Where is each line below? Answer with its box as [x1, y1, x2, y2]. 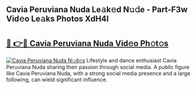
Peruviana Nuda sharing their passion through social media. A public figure [6, 64, 190, 70]
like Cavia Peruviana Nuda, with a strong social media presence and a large [6, 70, 191, 77]
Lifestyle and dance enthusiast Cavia [86, 57, 177, 64]
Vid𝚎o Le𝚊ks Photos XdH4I [6, 14, 109, 24]
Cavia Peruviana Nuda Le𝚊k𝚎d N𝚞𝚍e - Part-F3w [6, 5, 188, 15]
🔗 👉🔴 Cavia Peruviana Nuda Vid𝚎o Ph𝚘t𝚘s [6, 38, 169, 48]
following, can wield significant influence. [6, 76, 108, 83]
